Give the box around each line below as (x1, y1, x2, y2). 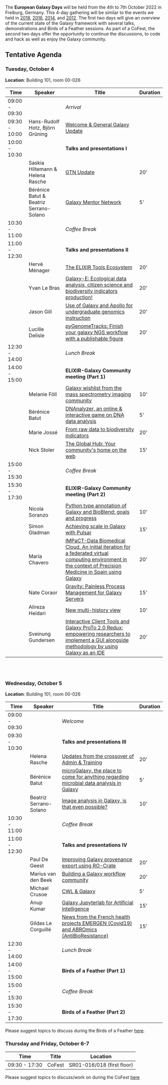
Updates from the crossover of (61, 753, 134, 760)
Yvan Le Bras (28, 284, 60, 291)
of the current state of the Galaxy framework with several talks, (5, 20, 135, 26)
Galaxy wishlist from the (65, 384, 122, 391)
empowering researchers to (65, 630, 131, 637)
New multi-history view (65, 607, 121, 614)
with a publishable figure (65, 335, 123, 342)
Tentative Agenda (5, 51, 62, 59)
